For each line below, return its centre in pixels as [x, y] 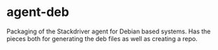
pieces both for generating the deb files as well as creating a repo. [102, 38]
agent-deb [38, 12]
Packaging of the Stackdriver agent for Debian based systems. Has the [109, 31]
